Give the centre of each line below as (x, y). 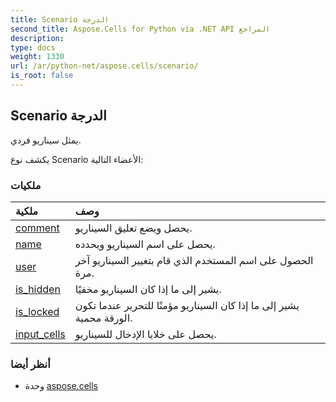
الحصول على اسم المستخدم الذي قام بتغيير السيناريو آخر (194, 260)
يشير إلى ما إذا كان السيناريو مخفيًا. (148, 289)
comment (37, 228)
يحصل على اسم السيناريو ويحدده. (145, 244)
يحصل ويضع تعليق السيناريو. (133, 228)
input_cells (40, 334)
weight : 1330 (37, 57)
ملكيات (26, 185)
